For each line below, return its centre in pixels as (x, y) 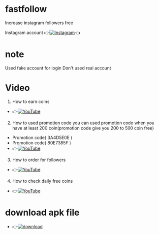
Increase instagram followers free (39, 23)
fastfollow (26, 9)
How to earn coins (31, 101)
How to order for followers (39, 160)
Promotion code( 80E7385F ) (42, 143)
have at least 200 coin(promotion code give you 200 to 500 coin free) (83, 128)
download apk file (42, 212)
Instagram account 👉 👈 (43, 33)
